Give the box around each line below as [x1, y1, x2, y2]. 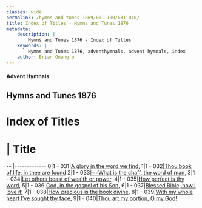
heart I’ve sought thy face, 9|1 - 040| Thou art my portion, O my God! [6, 195, 177, 202]
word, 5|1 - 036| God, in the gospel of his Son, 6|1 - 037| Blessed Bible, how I [6, 181, 196, 189]
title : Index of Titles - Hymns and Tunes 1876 [6, 20, 129, 26]
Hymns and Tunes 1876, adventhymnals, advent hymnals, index [28, 49, 186, 55]
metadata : [6, 25, 32, 32]
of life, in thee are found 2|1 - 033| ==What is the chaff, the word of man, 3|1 [6, 169, 195, 176]
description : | [17, 32, 56, 38]
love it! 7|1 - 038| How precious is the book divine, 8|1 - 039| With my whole [6, 188, 193, 195]
